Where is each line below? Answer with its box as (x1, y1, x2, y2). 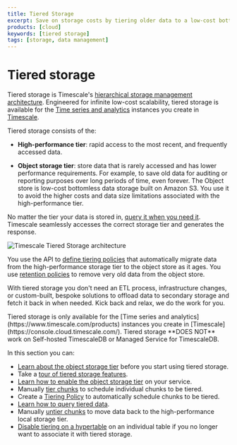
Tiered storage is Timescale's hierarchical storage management (7, 90, 193, 99)
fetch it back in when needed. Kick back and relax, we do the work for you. (7, 299, 226, 307)
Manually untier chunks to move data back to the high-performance (17, 408, 215, 416)
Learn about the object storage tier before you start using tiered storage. (17, 362, 229, 371)
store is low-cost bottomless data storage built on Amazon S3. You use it (17, 184, 229, 193)
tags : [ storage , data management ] (7, 37, 109, 44)
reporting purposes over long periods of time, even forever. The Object (17, 177, 224, 185)
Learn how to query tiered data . (17, 400, 110, 408)
